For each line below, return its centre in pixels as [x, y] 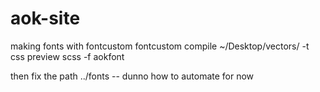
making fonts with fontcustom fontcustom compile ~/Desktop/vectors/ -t [160, 46]
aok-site [45, 18]
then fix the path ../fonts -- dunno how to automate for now [132, 76]
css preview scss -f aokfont [67, 56]
